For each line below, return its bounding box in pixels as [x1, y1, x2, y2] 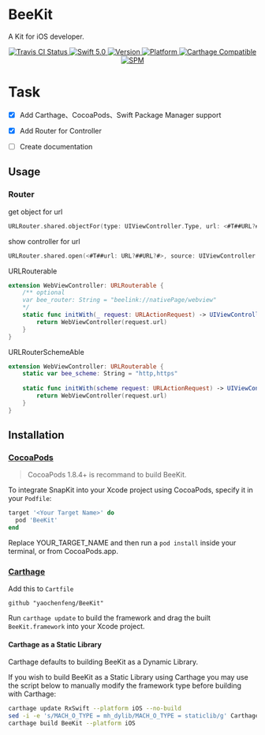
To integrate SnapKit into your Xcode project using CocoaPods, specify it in [8, 485, 254, 495]
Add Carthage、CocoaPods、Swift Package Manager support [19, 110, 222, 119]
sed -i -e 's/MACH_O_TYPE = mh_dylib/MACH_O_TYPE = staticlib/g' [8, 712, 227, 720]
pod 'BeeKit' [15, 516, 58, 525]
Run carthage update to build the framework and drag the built [8, 613, 211, 623]
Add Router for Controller [19, 126, 103, 135]
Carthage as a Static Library [8, 639, 103, 649]
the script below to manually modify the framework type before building [8, 681, 242, 691]
